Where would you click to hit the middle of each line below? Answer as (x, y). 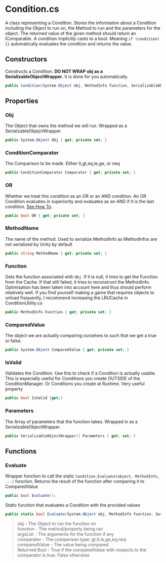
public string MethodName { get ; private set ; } (56, 253)
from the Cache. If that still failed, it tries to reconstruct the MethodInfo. (78, 282)
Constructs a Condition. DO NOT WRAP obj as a (54, 71)
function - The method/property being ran (60, 529)
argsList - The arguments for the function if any (65, 534)
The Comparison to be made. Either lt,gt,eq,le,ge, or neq (62, 164)
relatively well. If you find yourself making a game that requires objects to (80, 292)
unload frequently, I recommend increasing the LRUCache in (67, 298)
